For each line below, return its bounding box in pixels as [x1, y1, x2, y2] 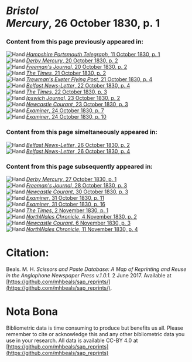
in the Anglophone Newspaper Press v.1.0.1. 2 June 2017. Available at [6, 272, 172, 279]
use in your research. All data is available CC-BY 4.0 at [6, 337, 138, 344]
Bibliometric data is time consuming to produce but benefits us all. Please [6, 324, 183, 331]
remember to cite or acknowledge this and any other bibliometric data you [6, 330, 185, 337]
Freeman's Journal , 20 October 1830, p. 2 [26, 63, 128, 71]
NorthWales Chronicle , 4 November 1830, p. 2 [26, 213, 138, 220]
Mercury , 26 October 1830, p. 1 [6, 16, 160, 30]
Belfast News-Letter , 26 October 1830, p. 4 [26, 148, 131, 155]
